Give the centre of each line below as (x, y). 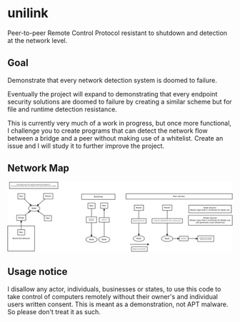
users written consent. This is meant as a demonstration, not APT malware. (118, 304)
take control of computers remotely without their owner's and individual (112, 296)
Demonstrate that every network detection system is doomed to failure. (112, 80)
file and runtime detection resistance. (62, 109)
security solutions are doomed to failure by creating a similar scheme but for (120, 101)
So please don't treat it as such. (54, 311)
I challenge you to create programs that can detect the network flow (108, 131)
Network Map (39, 168)
